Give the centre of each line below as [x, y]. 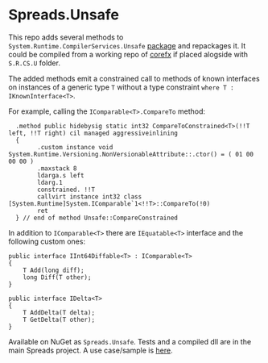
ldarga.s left [61, 175]
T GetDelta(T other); [59, 319]
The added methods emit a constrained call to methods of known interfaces [134, 78]
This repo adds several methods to [66, 37]
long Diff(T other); [57, 277]
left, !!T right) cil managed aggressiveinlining [93, 133]
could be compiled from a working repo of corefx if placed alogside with [128, 54]
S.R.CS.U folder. [34, 63]
